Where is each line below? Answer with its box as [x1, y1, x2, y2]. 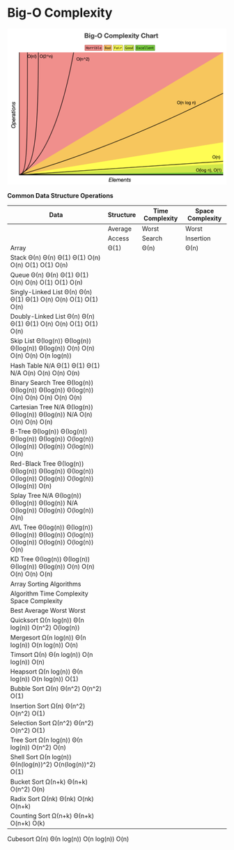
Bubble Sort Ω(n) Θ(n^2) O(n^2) [10, 685, 102, 693]
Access [107, 234, 130, 242]
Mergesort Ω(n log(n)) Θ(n [10, 633, 86, 642]
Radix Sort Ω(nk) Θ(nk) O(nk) [10, 794, 94, 803]
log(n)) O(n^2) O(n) [10, 743, 67, 751]
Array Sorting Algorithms [10, 579, 81, 588]
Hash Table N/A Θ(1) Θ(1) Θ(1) [10, 361, 100, 370]
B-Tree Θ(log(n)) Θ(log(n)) [10, 427, 88, 436]
